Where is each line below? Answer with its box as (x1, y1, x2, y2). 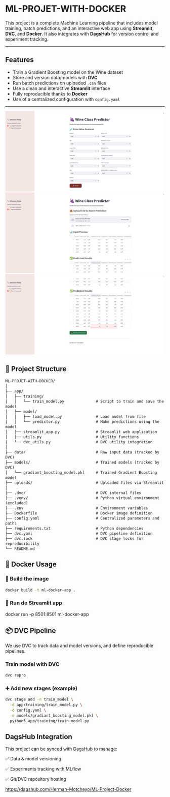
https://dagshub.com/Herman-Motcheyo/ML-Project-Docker (5, 786, 132, 792)
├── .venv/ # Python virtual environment (5, 495, 159, 501)
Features (5, 55, 34, 64)
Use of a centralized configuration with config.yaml (12, 96, 120, 102)
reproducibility (5, 541, 39, 546)
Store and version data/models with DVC (12, 74, 98, 80)
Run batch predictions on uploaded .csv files (12, 80, 106, 86)
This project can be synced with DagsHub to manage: (5, 746, 117, 752)
